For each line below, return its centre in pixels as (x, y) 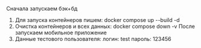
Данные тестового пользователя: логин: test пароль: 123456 (93, 39)
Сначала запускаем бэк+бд (42, 9)
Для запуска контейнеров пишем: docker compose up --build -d (97, 20)
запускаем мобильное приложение (61, 33)
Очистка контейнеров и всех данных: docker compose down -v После (105, 26)
